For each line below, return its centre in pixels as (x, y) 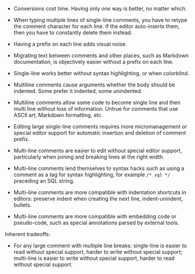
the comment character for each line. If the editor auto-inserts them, (97, 26)
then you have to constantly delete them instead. (73, 33)
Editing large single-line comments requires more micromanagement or (100, 126)
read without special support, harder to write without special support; (98, 252)
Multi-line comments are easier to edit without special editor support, (97, 151)
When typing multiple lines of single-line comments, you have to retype (100, 20)
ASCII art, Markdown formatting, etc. (58, 115)
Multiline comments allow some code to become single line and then (97, 102)
